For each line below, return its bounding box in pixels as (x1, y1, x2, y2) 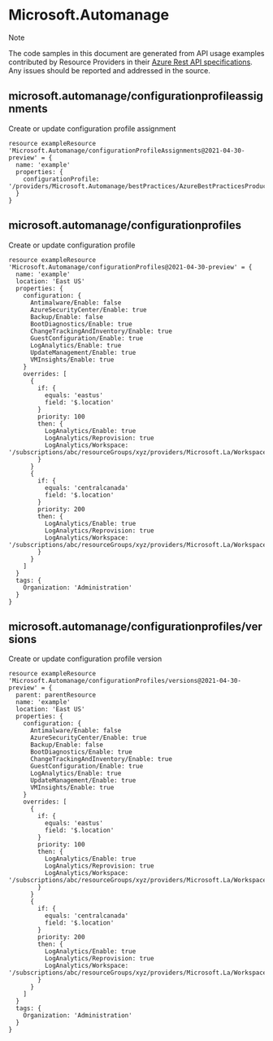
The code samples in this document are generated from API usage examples (8, 48, 265, 58)
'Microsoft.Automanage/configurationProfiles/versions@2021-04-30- (8, 677, 242, 685)
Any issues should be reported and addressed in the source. (8, 65, 211, 75)
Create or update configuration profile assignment (8, 124, 176, 133)
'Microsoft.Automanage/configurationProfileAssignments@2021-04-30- (8, 147, 245, 155)
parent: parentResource (15, 691, 96, 699)
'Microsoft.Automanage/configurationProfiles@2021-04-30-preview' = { (8, 263, 253, 271)
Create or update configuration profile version (8, 654, 162, 664)
